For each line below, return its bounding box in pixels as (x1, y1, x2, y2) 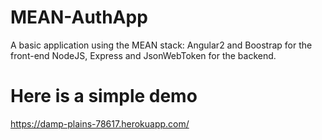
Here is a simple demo (10, 85, 198, 108)
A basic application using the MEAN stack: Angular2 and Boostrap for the (10, 39, 313, 51)
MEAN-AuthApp (10, 6, 148, 29)
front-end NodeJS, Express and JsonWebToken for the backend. (10, 49, 277, 61)
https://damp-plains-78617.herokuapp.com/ (10, 117, 190, 130)
